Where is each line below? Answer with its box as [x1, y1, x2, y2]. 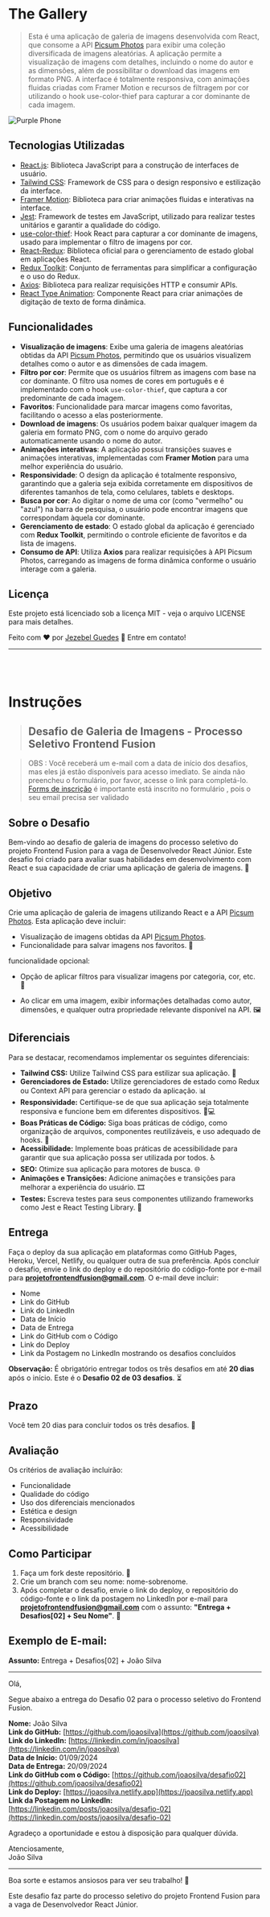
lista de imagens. [19, 538, 77, 548]
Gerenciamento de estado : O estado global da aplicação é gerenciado [19, 521, 255, 531]
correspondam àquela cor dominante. [19, 513, 145, 522]
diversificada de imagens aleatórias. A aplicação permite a [27, 48, 223, 58]
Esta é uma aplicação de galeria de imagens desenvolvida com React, [27, 31, 260, 41]
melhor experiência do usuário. [19, 461, 124, 471]
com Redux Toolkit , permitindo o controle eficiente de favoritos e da [19, 530, 247, 539]
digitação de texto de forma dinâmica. [19, 297, 146, 307]
